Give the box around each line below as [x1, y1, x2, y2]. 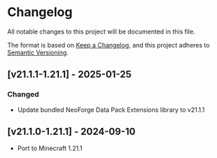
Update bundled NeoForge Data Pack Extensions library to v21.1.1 [17, 106, 205, 114]
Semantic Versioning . [7, 48, 69, 57]
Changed [7, 89, 40, 99]
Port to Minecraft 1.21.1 [17, 144, 83, 152]
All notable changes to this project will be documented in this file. [7, 27, 196, 36]
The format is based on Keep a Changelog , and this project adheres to [7, 41, 210, 49]
